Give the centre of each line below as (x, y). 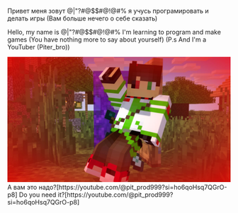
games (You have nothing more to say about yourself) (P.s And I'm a (107, 39)
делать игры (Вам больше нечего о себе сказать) (83, 18)
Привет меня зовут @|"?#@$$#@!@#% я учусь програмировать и (108, 11)
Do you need (38, 195)
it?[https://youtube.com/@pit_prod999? (115, 195)
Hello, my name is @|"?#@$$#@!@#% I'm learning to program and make (114, 32)
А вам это (22, 187)
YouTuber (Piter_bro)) (39, 47)
